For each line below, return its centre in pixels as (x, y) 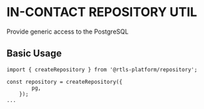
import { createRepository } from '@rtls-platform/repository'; (102, 70)
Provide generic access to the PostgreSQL (67, 31)
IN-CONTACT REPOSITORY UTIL (102, 12)
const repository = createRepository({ (65, 82)
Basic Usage (34, 53)
